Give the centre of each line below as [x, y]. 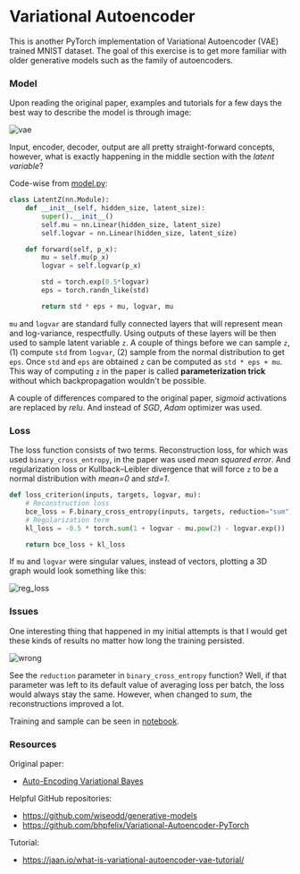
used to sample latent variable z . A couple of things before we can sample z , [150, 343]
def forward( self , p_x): [71, 249]
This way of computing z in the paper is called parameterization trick [137, 371]
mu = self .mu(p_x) [75, 258]
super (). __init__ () [78, 216]
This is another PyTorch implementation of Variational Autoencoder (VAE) [144, 41]
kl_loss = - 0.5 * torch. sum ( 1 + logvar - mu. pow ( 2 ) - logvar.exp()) [155, 528]
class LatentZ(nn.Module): [59, 200]
